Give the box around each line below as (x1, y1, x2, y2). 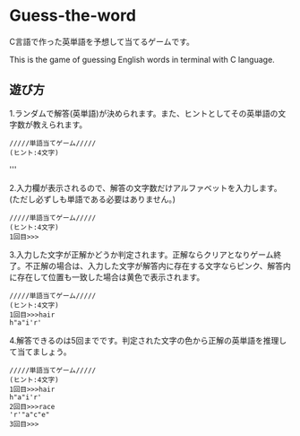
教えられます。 (32, 118, 88, 130)
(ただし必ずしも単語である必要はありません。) (9, 194, 176, 205)
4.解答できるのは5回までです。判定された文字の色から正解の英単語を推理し (9, 335, 287, 345)
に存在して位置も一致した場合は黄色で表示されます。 (9, 271, 205, 283)
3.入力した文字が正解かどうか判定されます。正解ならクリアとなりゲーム (9, 249, 274, 260)
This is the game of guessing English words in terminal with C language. (9, 54, 275, 65)
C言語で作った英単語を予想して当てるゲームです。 (9, 36, 194, 47)
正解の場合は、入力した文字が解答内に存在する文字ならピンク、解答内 (32, 260, 291, 271)
